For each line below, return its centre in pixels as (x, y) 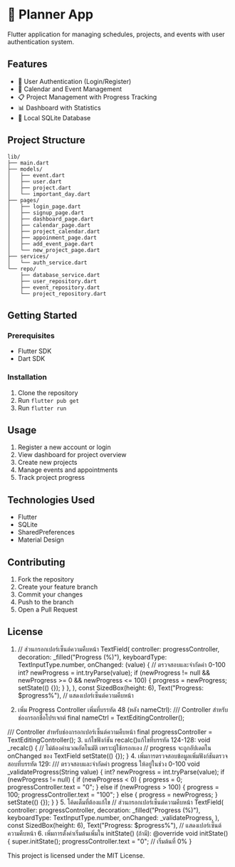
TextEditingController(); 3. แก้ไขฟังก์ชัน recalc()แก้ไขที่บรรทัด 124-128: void (109, 740)
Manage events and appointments (68, 470)
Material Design (41, 540)
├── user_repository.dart (59, 281)
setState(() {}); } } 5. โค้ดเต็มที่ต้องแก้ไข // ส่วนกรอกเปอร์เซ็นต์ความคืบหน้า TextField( (116, 802)
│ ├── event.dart (36, 175)
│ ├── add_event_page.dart (51, 244)
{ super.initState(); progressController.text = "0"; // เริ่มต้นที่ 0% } (100, 841)
